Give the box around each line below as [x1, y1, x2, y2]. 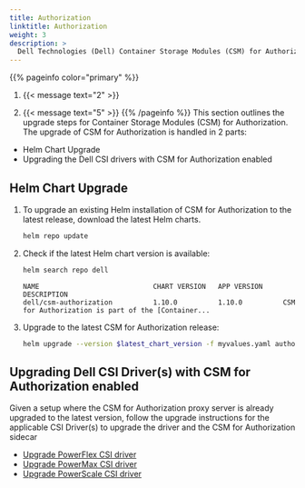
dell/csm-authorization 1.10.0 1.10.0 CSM [22, 297, 296, 307]
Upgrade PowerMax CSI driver [22, 459, 138, 470]
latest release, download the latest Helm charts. [22, 214, 202, 224]
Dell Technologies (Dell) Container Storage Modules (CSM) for [17, 47, 261, 56]
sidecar [9, 432, 38, 443]
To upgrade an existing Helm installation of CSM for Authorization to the [22, 204, 292, 214]
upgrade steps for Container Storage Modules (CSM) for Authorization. [22, 117, 289, 128]
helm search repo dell [22, 265, 109, 274]
